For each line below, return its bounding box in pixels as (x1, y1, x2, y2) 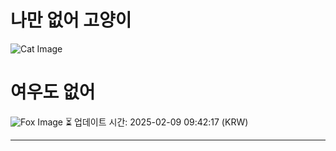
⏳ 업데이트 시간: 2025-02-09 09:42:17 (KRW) (64, 116, 249, 128)
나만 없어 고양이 (10, 9, 132, 32)
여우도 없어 (10, 81, 96, 104)
